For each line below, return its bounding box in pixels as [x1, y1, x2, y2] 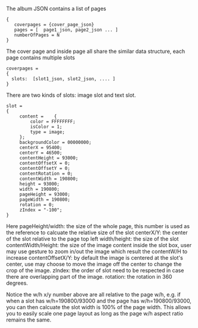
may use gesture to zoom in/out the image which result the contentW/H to [6, 248, 188, 255]
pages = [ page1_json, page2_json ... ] [14, 27, 118, 33]
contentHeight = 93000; [19, 155, 78, 161]
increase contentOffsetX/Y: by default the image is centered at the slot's [6, 254, 183, 261]
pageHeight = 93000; [19, 191, 70, 197]
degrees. [6, 279, 29, 286]
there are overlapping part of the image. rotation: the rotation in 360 [6, 273, 172, 280]
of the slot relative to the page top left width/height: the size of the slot [6, 235, 179, 242]
